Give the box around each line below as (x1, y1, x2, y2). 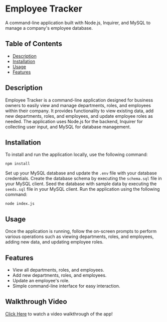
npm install (5, 162, 30, 167)
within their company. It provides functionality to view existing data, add (5, 108, 154, 114)
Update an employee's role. (12, 278, 70, 283)
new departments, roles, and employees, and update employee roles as (5, 113, 153, 119)
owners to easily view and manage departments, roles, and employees (5, 102, 151, 108)
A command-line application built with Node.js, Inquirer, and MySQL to (5, 20, 151, 26)
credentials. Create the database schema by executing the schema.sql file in (5, 176, 162, 182)
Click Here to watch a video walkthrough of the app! (5, 310, 113, 317)
